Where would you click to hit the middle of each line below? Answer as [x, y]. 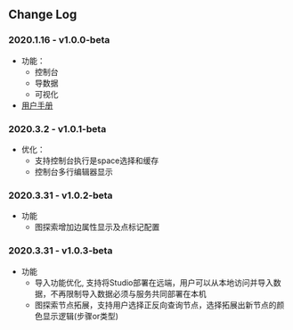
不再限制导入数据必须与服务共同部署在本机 [128, 293]
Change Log [43, 15]
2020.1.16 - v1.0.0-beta [59, 40]
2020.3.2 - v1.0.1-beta [57, 128]
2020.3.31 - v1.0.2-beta [61, 195]
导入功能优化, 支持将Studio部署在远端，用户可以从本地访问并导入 [154, 282]
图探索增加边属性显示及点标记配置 [97, 227]
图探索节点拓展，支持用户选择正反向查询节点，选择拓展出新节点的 [155, 305]
